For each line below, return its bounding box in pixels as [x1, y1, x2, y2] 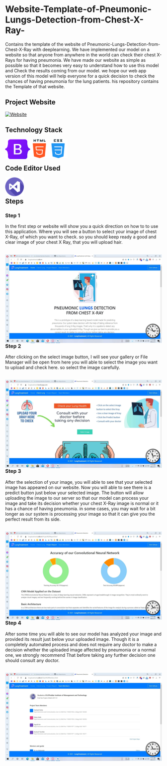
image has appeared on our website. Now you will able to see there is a [5, 484, 152, 490]
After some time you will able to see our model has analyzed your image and [5, 631, 162, 637]
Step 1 [5, 212, 20, 219]
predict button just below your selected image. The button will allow [5, 490, 144, 496]
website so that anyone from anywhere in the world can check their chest [5, 51, 156, 58]
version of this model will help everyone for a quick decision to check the [5, 73, 155, 79]
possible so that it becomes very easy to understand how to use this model [5, 62, 159, 68]
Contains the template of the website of [5, 41, 86, 47]
